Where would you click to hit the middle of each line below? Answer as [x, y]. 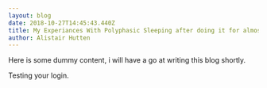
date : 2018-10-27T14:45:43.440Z [62, 23]
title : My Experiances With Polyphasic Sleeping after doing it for [124, 30]
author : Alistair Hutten [49, 38]
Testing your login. [39, 75]
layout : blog [30, 15]
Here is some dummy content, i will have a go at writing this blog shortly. [127, 60]
